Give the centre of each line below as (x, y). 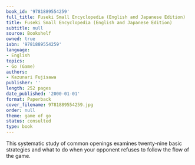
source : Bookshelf (29, 34)
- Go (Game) (21, 66)
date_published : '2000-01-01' (43, 94)
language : (18, 50)
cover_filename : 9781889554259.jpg (50, 105)
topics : (16, 61)
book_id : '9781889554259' (38, 11)
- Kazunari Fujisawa (32, 77)
